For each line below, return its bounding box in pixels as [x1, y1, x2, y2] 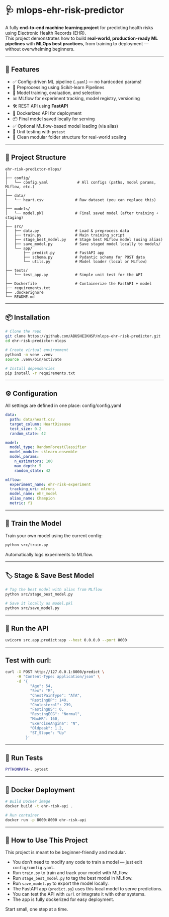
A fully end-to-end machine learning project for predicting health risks [5, 24, 153, 31]
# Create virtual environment [5, 348, 69, 353]
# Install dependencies [5, 366, 55, 371]
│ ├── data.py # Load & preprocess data [5, 228, 129, 233]
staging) [5, 215, 24, 220]
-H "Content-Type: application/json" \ [16, 674, 100, 680]
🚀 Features [5, 65, 40, 74]
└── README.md [5, 294, 35, 299]
